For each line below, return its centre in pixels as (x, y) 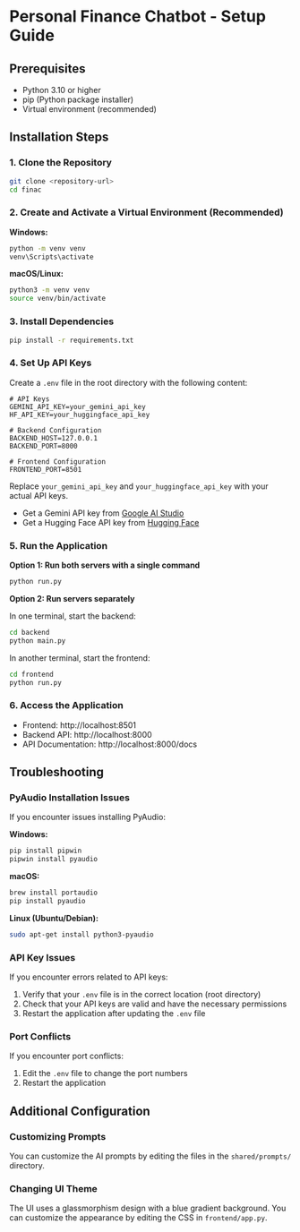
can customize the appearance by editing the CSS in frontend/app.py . (138, 1218)
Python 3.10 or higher (61, 90)
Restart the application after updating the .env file (114, 1014)
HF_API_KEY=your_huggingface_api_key (80, 415)
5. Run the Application (59, 545)
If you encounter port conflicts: (66, 1056)
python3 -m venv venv (50, 290)
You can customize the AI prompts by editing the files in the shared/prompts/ (150, 1156)
